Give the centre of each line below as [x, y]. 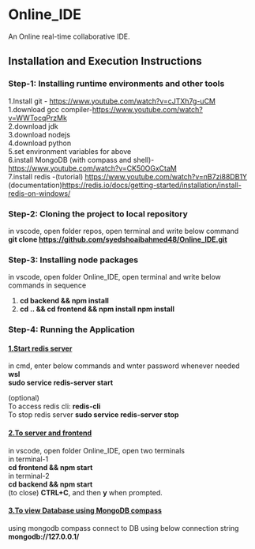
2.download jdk [33, 126]
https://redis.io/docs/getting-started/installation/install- [152, 185]
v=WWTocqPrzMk [37, 118]
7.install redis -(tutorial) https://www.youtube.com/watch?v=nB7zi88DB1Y [127, 176]
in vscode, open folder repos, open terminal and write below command [124, 231]
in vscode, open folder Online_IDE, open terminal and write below [114, 277]
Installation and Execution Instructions [105, 61]
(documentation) [36, 185]
